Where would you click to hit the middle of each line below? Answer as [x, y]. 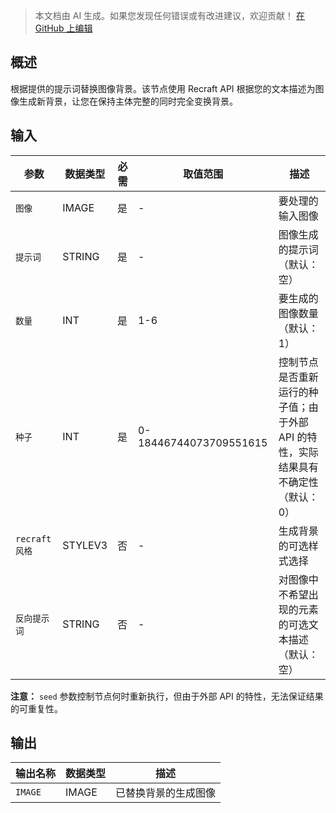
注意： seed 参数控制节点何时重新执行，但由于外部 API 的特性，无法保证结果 [167, 696]
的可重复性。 [36, 708]
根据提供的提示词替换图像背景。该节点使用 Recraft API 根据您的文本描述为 [163, 88]
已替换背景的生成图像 [166, 793]
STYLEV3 [85, 545]
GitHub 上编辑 [63, 28]
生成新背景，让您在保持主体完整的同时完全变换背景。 [128, 101]
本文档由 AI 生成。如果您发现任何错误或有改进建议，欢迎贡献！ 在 [170, 15]
